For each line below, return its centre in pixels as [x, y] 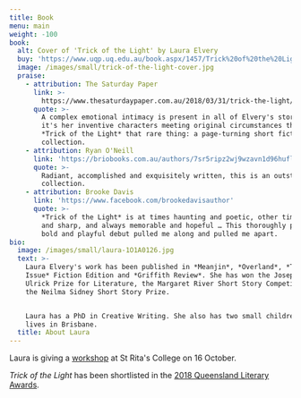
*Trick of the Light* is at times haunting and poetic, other [160, 217]
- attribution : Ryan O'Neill [80, 150]
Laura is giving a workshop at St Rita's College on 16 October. [123, 358]
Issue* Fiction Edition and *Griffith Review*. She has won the [148, 275]
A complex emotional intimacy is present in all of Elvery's [158, 117]
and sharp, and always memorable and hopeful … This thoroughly [164, 225]
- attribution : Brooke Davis [80, 192]
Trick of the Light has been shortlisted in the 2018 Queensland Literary [139, 376]
